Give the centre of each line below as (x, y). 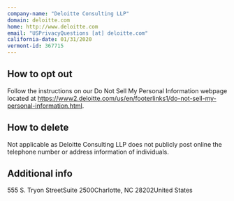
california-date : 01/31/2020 (50, 40)
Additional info (40, 174)
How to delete (38, 128)
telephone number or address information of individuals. (88, 152)
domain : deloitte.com (39, 20)
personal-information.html (45, 106)
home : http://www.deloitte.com (53, 26)
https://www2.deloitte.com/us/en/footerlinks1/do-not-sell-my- (127, 98)
